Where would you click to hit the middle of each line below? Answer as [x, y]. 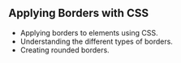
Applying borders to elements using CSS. [89, 32]
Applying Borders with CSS [78, 13]
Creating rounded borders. [65, 50]
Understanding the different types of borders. [96, 41]
